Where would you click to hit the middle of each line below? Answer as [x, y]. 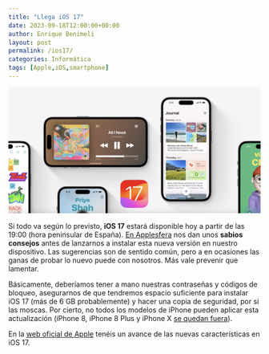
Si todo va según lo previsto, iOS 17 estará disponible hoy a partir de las [126, 226]
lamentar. [24, 269]
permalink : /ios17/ [41, 51]
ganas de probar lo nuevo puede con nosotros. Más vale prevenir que [123, 260]
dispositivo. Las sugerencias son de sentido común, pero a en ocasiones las [134, 252]
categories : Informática [50, 59]
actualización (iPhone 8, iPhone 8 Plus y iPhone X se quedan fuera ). [120, 319]
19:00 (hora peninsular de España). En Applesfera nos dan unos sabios [126, 235]
